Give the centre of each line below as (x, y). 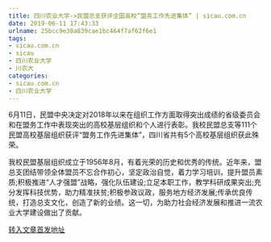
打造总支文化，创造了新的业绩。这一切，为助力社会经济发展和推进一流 (139, 202)
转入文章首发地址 (37, 230)
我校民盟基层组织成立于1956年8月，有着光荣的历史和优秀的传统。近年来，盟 (135, 162)
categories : (28, 76)
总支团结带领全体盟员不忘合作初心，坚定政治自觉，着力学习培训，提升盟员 (132, 172)
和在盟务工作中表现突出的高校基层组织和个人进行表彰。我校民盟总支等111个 (133, 125)
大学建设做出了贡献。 (50, 213)
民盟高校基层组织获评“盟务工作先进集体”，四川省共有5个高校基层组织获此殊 (134, 135)
